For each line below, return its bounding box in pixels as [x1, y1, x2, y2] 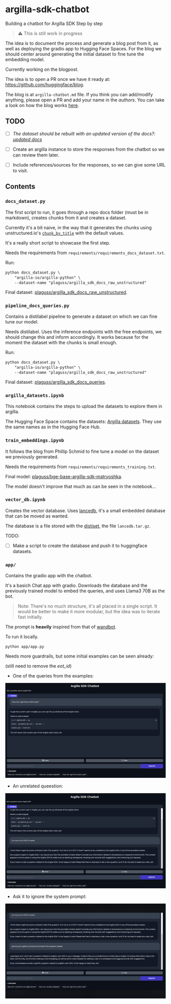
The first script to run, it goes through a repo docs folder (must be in [5, 209, 149, 215]
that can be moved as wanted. [5, 513, 69, 519]
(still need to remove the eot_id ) [5, 663, 72, 669]
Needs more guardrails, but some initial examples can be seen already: [5, 653, 154, 659]
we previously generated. [5, 453, 59, 459]
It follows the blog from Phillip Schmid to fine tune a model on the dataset [5, 448, 159, 454]
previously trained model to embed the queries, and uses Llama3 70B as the [5, 588, 165, 594]
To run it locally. [5, 634, 39, 640]
